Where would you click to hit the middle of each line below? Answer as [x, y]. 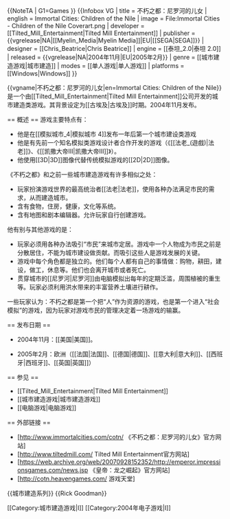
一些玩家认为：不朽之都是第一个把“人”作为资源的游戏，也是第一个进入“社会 [113, 301]
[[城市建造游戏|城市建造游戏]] [59, 399]
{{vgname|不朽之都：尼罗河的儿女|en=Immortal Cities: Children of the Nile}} [114, 88]
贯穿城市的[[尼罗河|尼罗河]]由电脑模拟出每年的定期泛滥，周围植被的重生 [119, 278]
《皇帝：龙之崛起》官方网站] [130, 470]
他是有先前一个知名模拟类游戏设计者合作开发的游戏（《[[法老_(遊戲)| [113, 143]
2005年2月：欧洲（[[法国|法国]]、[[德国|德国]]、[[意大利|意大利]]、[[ [114, 354]
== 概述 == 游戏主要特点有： [48, 119]
